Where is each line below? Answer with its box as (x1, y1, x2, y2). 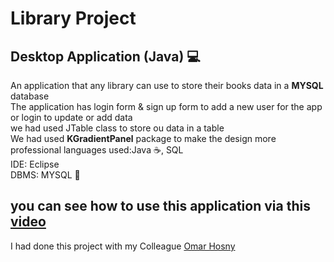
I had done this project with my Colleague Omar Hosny (10, 240, 236, 252)
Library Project (10, 7, 137, 30)
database (10, 90, 50, 102)
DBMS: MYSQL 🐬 (10, 169, 81, 181)
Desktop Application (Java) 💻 (10, 48, 201, 65)
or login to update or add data (10, 112, 133, 123)
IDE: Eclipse (10, 158, 60, 170)
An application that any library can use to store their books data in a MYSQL (10, 80, 324, 91)
